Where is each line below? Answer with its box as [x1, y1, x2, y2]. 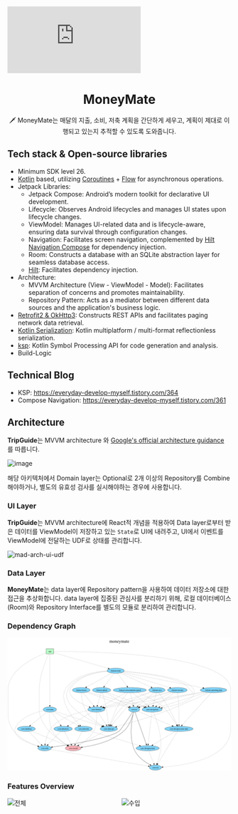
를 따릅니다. [7, 445, 40, 454]
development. [28, 197, 69, 206]
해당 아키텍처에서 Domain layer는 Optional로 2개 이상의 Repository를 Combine [7, 474, 230, 483]
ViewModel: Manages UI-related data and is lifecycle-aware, [28, 220, 206, 229]
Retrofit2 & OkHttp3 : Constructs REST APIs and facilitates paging [17, 311, 208, 319]
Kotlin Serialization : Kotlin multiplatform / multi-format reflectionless [17, 325, 216, 334]
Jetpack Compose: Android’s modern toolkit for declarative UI [28, 189, 210, 198]
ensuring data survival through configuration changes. [28, 227, 188, 236]
